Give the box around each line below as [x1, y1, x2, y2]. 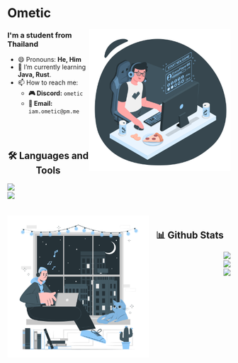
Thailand [7, 39, 39, 49]
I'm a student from [7, 31, 72, 40]
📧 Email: [28, 99, 53, 108]
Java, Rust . [17, 70, 52, 79]
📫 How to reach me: [17, 78, 79, 87]
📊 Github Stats [155, 229, 225, 241]
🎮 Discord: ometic [28, 89, 84, 97]
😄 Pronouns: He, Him [17, 55, 81, 64]
